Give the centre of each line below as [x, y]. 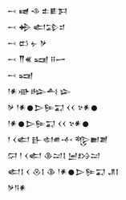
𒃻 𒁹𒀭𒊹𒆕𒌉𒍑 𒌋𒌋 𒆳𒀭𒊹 [53, 107]
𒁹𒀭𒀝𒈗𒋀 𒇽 [39, 91]
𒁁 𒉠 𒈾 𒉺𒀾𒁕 [38, 11]
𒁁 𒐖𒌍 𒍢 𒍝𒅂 [37, 59]
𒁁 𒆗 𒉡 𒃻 [27, 43]
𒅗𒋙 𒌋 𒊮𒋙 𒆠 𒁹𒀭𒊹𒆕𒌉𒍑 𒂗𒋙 [63, 171]
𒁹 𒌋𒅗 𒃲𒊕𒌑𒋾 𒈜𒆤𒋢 [58, 139]
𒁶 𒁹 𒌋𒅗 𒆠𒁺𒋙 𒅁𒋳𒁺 [54, 155]
